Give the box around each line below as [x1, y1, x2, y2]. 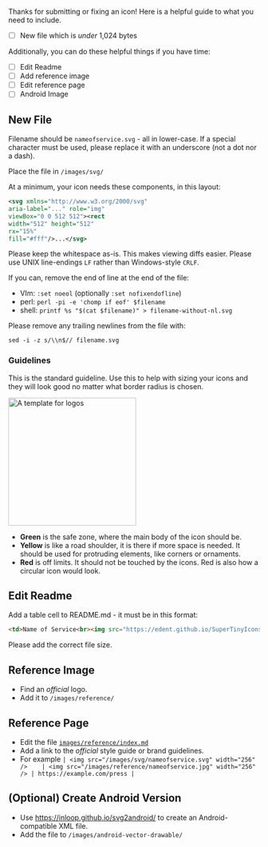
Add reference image [19, 71, 90, 81]
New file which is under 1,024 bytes [19, 31, 138, 40]
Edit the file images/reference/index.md [19, 737, 149, 746]
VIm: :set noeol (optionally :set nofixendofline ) [19, 288, 182, 298]
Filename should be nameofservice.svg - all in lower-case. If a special [8, 134, 236, 144]
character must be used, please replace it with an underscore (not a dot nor [8, 143, 257, 153]
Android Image [19, 89, 69, 99]
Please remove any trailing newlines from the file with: [8, 321, 186, 331]
